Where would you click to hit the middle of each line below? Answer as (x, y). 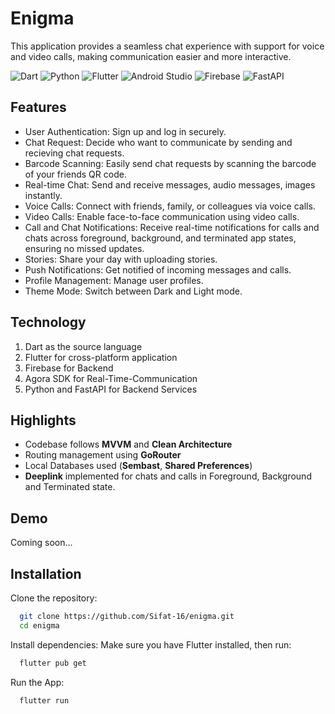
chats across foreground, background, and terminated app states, (160, 238)
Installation (46, 573)
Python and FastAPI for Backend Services (111, 389)
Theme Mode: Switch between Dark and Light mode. (133, 291)
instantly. (43, 195)
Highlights (43, 420)
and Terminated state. (70, 487)
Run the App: (37, 682)
